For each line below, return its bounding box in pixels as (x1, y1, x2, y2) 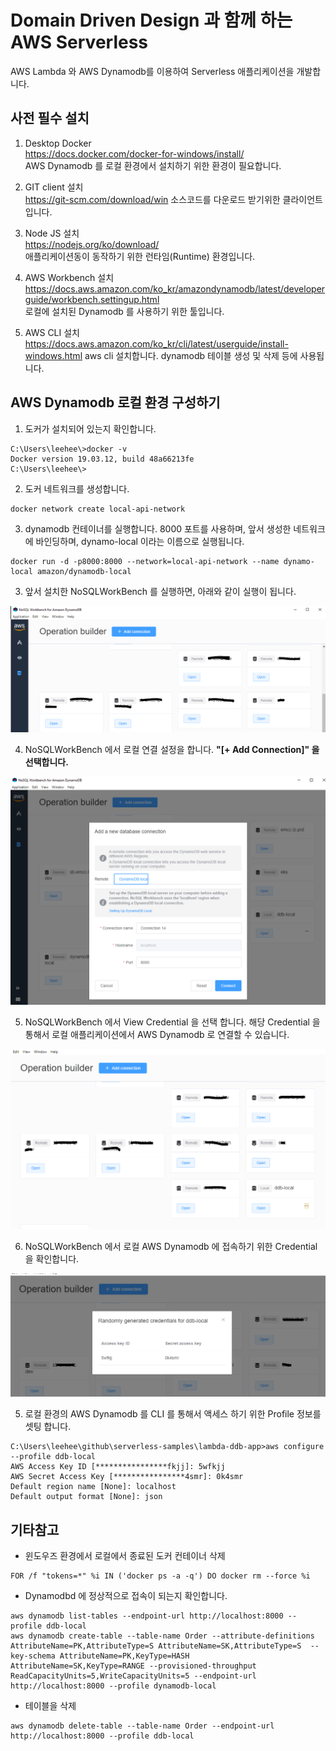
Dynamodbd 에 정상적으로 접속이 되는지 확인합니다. (24, 1590, 228, 1602)
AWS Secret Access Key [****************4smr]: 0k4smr (10, 1472, 244, 1482)
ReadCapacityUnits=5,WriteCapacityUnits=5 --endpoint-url (10, 1671, 257, 1681)
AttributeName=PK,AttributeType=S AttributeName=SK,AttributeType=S (10, 1641, 302, 1651)
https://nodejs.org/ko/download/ (24, 238, 160, 250)
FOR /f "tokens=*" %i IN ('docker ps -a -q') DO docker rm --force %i (10, 1571, 311, 1581)
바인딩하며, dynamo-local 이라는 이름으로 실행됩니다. (35, 535, 245, 547)
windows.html (24, 349, 83, 361)
